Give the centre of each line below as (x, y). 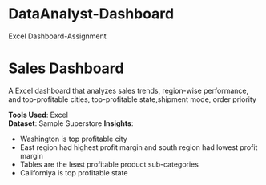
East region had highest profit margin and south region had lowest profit (139, 147)
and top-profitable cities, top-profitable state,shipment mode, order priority (132, 99)
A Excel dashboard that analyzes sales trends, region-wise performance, (129, 90)
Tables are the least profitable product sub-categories (109, 164)
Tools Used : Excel (38, 115)
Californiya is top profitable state (74, 172)
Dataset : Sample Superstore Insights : (71, 123)
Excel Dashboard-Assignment (57, 36)
